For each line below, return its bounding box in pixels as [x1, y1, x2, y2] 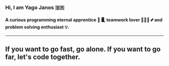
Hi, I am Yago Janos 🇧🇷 [5, 4, 64, 11]
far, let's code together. [5, 52, 80, 61]
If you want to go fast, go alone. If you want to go [5, 44, 161, 53]
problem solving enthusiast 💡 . [5, 24, 69, 30]
